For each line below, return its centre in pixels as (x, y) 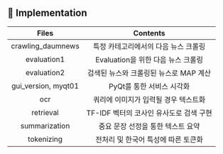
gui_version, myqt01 (45, 86)
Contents (149, 33)
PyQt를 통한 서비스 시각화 (149, 86)
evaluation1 (45, 59)
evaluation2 (45, 72)
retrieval (45, 112)
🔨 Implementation (47, 13)
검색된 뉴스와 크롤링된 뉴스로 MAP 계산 (149, 73)
